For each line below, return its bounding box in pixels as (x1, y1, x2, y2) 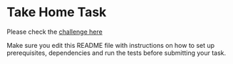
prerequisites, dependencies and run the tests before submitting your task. (6, 49, 227, 57)
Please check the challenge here (6, 27, 103, 36)
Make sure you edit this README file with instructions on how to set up (6, 41, 215, 49)
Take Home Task (6, 4, 107, 20)
